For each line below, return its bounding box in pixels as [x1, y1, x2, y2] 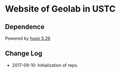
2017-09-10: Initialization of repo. [12, 62, 78, 68]
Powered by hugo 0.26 [5, 35, 51, 41]
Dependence [5, 23, 45, 31]
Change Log [5, 49, 43, 58]
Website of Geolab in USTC [5, 3, 116, 15]
